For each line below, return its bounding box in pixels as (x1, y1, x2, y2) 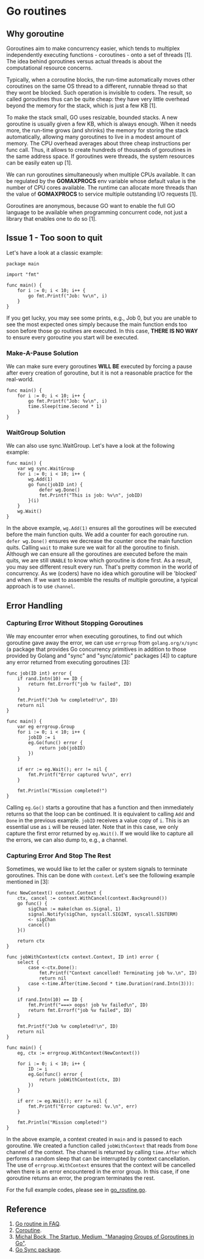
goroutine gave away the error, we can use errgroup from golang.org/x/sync (6, 639, 199, 647)
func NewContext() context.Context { (6, 890, 102, 896)
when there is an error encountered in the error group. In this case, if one (6, 1168, 190, 1175)
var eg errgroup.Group (17, 724, 75, 730)
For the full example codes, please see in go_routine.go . (6, 1186, 147, 1194)
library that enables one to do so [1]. (6, 215, 97, 222)
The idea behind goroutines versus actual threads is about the (6, 58, 163, 65)
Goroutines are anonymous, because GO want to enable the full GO (6, 203, 175, 209)
